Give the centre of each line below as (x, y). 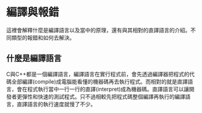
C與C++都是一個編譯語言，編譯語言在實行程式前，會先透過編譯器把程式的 (98, 74)
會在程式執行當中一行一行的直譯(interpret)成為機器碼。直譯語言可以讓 (103, 89)
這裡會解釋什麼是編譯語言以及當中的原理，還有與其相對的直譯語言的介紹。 (98, 30)
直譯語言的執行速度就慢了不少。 (56, 104)
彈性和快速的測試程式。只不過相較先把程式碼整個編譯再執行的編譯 (103, 96)
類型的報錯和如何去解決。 (43, 37)
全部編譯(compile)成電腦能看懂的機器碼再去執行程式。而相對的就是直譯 (99, 81)
